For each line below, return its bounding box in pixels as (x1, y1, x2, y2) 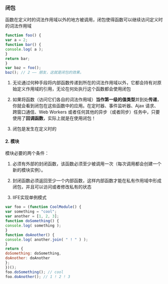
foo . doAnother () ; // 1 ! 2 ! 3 (5, 274, 70, 279)
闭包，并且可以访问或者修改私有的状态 (12, 184, 91, 190)
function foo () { (5, 33, 41, 38)
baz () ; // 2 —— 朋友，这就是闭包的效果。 (5, 70, 84, 75)
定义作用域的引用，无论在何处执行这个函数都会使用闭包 (16, 86, 131, 92)
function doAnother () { (5, 232, 55, 238)
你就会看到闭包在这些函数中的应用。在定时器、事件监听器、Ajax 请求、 (12, 103, 159, 109)
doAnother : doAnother (5, 256, 50, 261)
